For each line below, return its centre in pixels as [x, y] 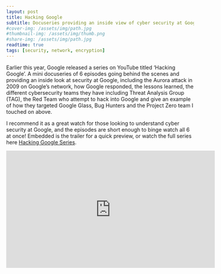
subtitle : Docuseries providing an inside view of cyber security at [94, 23]
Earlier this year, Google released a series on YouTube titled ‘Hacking [91, 67]
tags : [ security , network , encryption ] [56, 51]
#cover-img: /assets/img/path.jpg [49, 28]
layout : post [22, 12]
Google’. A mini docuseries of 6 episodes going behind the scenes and [93, 74]
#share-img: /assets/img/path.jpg [49, 39]
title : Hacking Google [34, 17]
